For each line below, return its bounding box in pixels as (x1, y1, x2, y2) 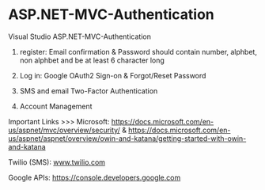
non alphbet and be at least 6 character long (19, 55, 165, 65)
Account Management (19, 101, 93, 111)
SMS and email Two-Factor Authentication (19, 85, 158, 96)
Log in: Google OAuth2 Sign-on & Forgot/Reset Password (19, 70, 206, 80)
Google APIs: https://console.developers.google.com (8, 173, 181, 182)
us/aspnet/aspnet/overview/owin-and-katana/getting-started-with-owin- (8, 133, 247, 143)
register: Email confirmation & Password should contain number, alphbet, (19, 47, 257, 56)
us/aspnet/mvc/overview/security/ (8, 125, 120, 135)
